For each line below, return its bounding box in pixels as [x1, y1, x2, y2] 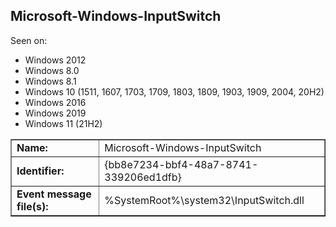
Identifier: [16, 164, 65, 178]
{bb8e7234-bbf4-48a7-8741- [104, 157, 259, 171]
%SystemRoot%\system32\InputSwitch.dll [104, 193, 305, 207]
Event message [16, 187, 92, 201]
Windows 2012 [24, 54, 87, 66]
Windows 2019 [24, 107, 87, 119]
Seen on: [10, 34, 48, 46]
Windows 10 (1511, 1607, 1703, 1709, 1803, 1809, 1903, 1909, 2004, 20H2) [24, 85, 325, 98]
